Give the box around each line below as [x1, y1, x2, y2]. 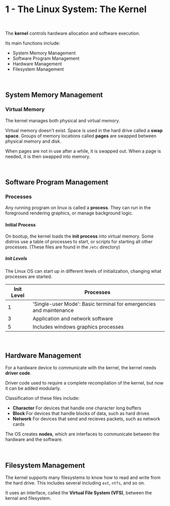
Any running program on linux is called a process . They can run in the [5, 205, 151, 211]
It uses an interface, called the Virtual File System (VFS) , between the [5, 490, 152, 496]
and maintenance [32, 307, 74, 314]
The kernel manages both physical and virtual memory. [5, 117, 120, 123]
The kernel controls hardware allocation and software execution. [5, 30, 141, 36]
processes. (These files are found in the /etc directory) [5, 244, 120, 250]
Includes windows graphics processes [32, 324, 124, 331]
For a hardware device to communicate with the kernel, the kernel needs [5, 365, 157, 371]
